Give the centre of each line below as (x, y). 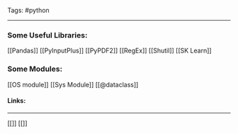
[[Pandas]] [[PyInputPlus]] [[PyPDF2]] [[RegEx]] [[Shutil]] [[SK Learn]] (109, 51)
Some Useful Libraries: (47, 35)
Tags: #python (28, 10)
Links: (17, 101)
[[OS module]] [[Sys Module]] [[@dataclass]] (73, 84)
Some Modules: (35, 69)
